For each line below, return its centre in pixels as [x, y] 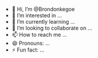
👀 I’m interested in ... [37, 15]
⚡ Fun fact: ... [28, 50]
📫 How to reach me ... [39, 35]
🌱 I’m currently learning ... [43, 22]
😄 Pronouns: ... [31, 43]
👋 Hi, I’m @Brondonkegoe [43, 9]
